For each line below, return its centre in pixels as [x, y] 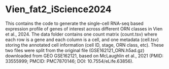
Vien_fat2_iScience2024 [58, 9]
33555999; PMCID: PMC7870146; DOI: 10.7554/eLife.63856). [69, 61]
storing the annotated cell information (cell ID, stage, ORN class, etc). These [84, 45]
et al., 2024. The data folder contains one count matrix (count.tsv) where [81, 34]
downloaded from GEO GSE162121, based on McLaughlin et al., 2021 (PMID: [84, 56]
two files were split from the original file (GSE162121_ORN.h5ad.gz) [75, 50]
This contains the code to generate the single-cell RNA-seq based [74, 23]
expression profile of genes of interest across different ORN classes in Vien [84, 28]
